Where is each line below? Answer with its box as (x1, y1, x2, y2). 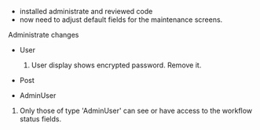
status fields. (19, 114, 62, 124)
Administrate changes (8, 31, 79, 39)
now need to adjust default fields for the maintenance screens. (19, 15, 223, 24)
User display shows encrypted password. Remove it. (31, 60, 202, 70)
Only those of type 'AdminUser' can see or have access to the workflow (19, 106, 253, 115)
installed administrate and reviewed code (19, 7, 153, 16)
